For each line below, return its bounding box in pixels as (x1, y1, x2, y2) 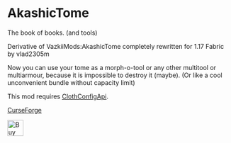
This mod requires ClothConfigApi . (7, 92, 108, 101)
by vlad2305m (7, 50, 50, 58)
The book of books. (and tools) (7, 28, 98, 37)
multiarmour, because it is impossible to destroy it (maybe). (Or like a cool (7, 71, 222, 79)
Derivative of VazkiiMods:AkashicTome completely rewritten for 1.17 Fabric (7, 42, 225, 50)
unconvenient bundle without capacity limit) (7, 78, 136, 86)
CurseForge (7, 105, 43, 114)
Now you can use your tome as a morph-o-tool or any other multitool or (7, 63, 217, 71)
